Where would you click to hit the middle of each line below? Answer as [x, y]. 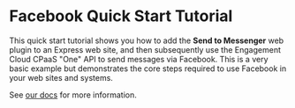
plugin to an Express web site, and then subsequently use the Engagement [145, 49]
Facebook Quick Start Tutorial [121, 16]
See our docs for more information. [73, 95]
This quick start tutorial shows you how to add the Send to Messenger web [147, 40]
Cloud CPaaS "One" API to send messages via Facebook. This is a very [139, 59]
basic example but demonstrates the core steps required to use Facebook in [148, 68]
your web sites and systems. [61, 77]
